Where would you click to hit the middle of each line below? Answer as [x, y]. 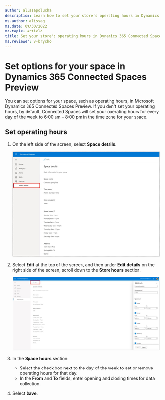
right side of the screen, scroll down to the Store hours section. [77, 270]
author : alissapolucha [28, 10]
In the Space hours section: [40, 358]
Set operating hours [36, 132]
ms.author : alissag [25, 21]
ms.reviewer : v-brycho [28, 42]
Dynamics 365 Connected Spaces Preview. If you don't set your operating [80, 106]
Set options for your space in [65, 67]
